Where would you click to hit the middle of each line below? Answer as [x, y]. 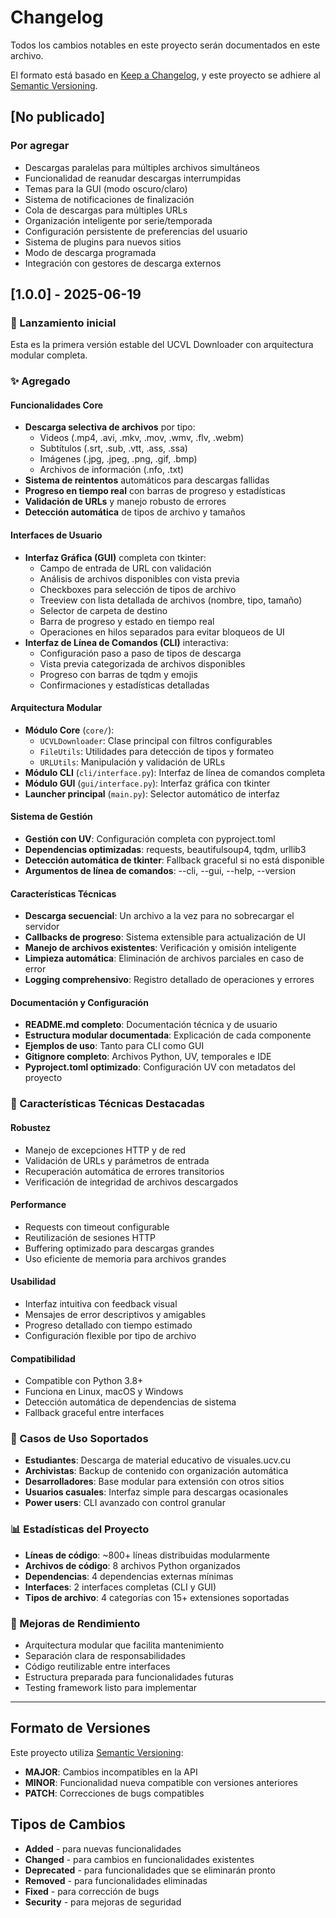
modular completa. [49, 355]
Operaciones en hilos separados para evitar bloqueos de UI [162, 632]
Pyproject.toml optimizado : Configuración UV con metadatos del [160, 1067]
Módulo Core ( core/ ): [69, 730]
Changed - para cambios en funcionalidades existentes [139, 1859]
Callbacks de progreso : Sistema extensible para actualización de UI [165, 937]
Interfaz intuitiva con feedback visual [101, 1303]
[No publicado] [58, 117]
